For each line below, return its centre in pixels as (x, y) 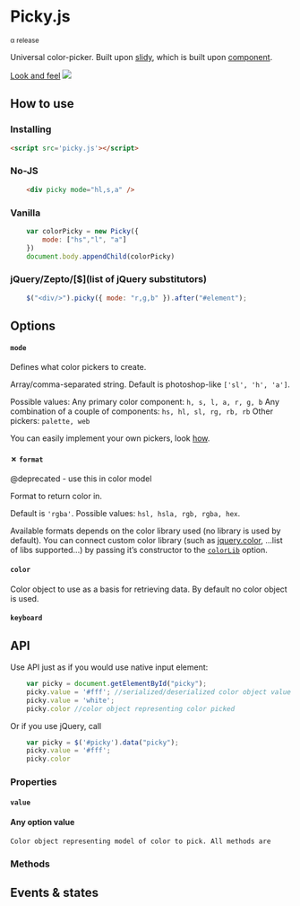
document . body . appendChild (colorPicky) (101, 256)
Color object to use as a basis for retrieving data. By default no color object (149, 589)
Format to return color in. (56, 497)
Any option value (43, 822)
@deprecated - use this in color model (81, 479)
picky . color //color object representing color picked (131, 708)
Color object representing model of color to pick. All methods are (141, 841)
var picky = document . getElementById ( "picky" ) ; (116, 684)
